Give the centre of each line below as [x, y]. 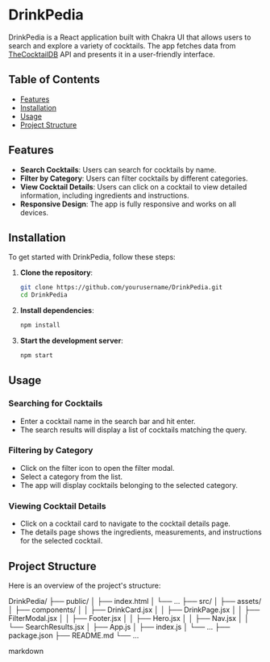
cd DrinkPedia [44, 295]
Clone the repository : [56, 273]
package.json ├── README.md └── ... [74, 635]
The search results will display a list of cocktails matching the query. [133, 430]
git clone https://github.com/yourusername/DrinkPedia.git [121, 288]
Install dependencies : [57, 310]
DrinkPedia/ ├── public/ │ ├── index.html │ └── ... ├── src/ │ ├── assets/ [135, 601]
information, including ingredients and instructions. [104, 195]
